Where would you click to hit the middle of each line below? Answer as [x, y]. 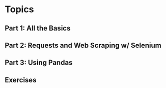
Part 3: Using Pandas [39, 63]
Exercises [21, 80]
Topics [19, 9]
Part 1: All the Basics [38, 28]
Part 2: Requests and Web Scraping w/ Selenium [83, 45]
